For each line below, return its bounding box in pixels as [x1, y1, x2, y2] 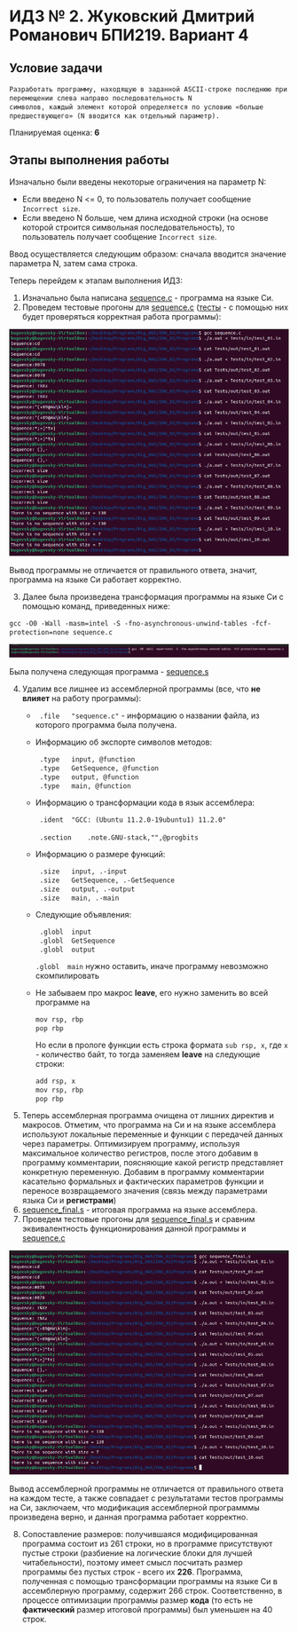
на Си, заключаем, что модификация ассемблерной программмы [9, 1502, 260, 1512]
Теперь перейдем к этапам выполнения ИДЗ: [9, 275, 184, 286]
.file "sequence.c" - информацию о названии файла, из [39, 710, 260, 721]
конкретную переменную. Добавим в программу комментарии [21, 1166, 264, 1177]
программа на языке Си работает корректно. [9, 574, 182, 585]
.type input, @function [39, 754, 136, 764]
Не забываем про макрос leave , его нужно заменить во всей [35, 987, 269, 998]
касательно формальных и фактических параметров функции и [21, 1176, 264, 1187]
